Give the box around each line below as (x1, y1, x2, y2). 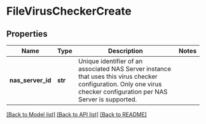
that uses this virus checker (78, 72, 158, 81)
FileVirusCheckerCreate (6, 4, 132, 18)
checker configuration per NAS (78, 87, 168, 96)
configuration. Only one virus (78, 80, 162, 88)
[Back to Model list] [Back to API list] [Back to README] (6, 111, 147, 118)
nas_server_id (9, 76, 51, 84)
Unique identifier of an (78, 57, 143, 65)
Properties (6, 29, 48, 39)
